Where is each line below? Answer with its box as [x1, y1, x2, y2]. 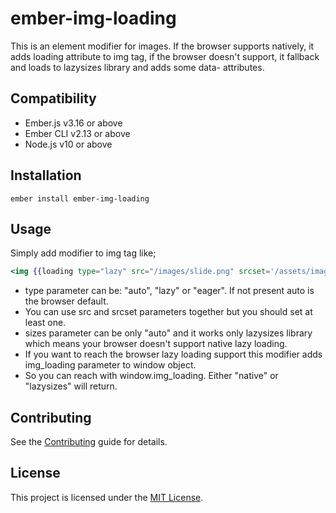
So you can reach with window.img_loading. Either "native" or [24, 370, 279, 382]
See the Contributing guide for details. [10, 436, 168, 448]
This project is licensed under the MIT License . [10, 491, 204, 503]
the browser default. [24, 295, 109, 307]
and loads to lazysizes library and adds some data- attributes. [10, 61, 265, 73]
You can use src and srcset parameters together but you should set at [24, 306, 313, 318]
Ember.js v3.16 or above [24, 117, 123, 129]
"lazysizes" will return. [24, 380, 118, 392]
